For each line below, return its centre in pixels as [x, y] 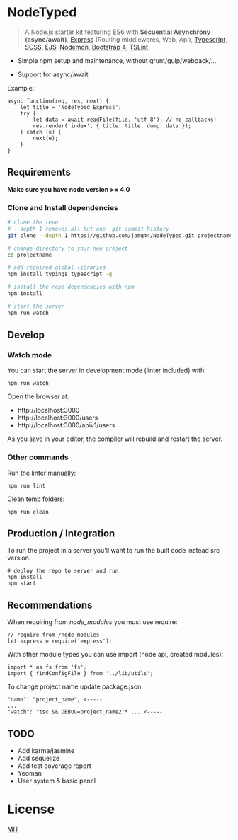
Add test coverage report [54, 766]
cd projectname [30, 255]
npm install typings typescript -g [60, 274]
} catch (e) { [41, 132]
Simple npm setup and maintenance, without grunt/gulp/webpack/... [117, 60]
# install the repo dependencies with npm [71, 287]
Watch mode [30, 355]
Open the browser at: [38, 396]
